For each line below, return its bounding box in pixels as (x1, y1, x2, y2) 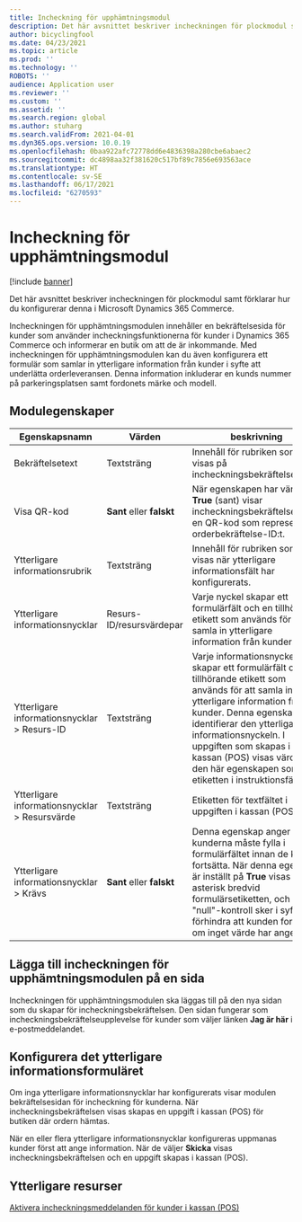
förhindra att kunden (191, 915, 279, 927)
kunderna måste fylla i (191, 837, 286, 849)
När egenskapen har (191, 483, 279, 495)
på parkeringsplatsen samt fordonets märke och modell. (9, 377, 218, 388)
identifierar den (191, 717, 257, 730)
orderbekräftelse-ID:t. (191, 527, 286, 540)
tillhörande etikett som (191, 672, 286, 685)
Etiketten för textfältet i (191, 793, 288, 806)
